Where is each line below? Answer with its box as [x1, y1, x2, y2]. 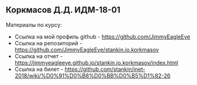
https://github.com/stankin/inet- [64, 65, 145, 73]
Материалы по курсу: [6, 21, 63, 28]
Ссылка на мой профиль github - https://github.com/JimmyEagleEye [14, 33, 191, 40]
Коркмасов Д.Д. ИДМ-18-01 [6, 5, 121, 15]
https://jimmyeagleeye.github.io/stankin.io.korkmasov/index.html [14, 59, 179, 66]
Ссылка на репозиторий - [14, 39, 82, 46]
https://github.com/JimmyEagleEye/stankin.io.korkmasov [14, 46, 159, 53]
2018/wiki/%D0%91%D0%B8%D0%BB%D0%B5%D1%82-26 [14, 72, 171, 79]
